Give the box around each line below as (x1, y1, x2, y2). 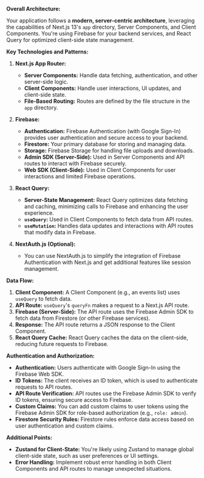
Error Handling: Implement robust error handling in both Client (15, 459, 172, 466)
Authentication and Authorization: (6, 352, 95, 359)
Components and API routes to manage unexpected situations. (15, 465, 172, 472)
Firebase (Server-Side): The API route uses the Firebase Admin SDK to (15, 308, 194, 315)
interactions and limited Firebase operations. (24, 173, 136, 180)
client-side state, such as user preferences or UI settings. (15, 452, 159, 459)
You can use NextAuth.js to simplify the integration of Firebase (24, 252, 181, 259)
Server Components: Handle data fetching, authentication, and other (24, 72, 198, 78)
